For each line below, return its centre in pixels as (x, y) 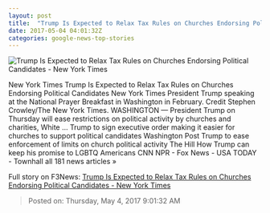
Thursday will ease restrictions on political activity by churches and (120, 119)
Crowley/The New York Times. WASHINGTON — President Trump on (122, 111)
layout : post (30, 16)
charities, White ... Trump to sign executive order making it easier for (122, 127)
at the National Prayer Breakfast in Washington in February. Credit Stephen (132, 102)
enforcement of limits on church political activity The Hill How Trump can (129, 144)
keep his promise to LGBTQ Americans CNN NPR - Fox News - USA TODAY (133, 153)
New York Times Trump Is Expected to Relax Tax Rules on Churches (121, 85)
